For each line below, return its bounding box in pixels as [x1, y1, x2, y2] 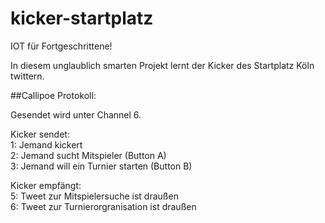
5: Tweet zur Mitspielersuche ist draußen [10, 190, 179, 202]
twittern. [10, 70, 45, 82]
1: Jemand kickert [10, 138, 83, 151]
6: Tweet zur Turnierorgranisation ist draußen [10, 200, 197, 212]
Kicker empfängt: [10, 179, 82, 191]
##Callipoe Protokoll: [10, 89, 97, 101]
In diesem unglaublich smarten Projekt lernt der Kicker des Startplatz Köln [10, 59, 315, 71]
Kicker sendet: [10, 128, 70, 140]
